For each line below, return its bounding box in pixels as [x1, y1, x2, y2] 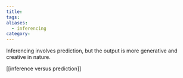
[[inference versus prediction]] [6, 65, 82, 72]
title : [6, 8, 23, 15]
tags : [6, 14, 20, 20]
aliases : [6, 20, 28, 26]
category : [6, 31, 31, 37]
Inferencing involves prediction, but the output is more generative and [6, 47, 178, 54]
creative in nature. [6, 54, 51, 61]
